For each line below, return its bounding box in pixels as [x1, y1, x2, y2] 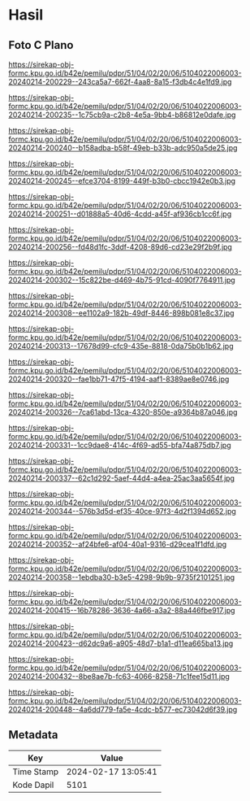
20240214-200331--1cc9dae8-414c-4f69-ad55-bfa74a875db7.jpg [8, 441, 231, 450]
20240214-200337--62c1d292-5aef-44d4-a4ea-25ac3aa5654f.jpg [8, 473, 235, 483]
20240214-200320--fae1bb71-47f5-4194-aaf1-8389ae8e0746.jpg [8, 374, 230, 384]
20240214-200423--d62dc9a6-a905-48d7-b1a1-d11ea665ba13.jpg [8, 638, 234, 648]
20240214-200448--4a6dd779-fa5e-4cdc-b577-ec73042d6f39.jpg [8, 705, 238, 714]
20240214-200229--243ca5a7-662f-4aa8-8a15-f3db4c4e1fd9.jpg [8, 77, 232, 86]
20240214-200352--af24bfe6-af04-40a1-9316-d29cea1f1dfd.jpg [8, 539, 227, 549]
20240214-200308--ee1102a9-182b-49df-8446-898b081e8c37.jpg [8, 308, 235, 318]
